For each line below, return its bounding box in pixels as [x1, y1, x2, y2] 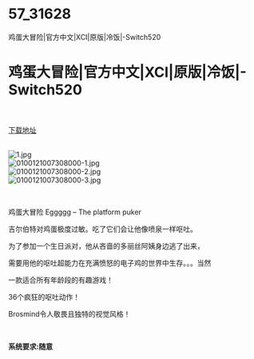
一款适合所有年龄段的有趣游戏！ [8, 275, 113, 285]
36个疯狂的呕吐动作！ [8, 292, 81, 301]
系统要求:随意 [8, 341, 54, 351]
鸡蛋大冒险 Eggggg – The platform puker [8, 207, 142, 217]
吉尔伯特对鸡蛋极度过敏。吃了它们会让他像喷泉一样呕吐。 [8, 224, 197, 233]
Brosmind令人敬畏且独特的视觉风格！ [8, 309, 131, 318]
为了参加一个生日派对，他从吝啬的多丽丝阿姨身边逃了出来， [8, 241, 204, 250]
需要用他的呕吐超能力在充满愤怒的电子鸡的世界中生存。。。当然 [8, 257, 212, 268]
